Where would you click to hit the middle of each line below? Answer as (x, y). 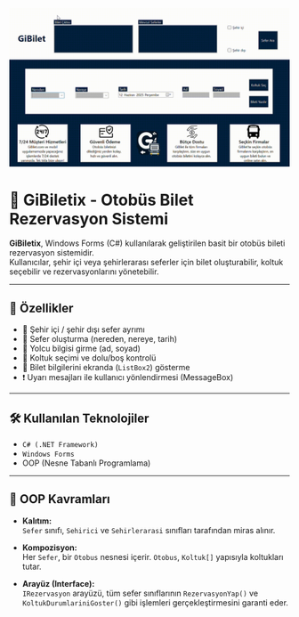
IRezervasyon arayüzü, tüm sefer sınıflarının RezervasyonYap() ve (140, 593)
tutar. (32, 566)
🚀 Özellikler (41, 308)
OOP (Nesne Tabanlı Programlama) (86, 463)
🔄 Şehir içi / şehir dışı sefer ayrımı (83, 329)
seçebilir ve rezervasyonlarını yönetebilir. (84, 272)
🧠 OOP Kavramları (60, 499)
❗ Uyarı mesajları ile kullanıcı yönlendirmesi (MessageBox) (128, 378)
